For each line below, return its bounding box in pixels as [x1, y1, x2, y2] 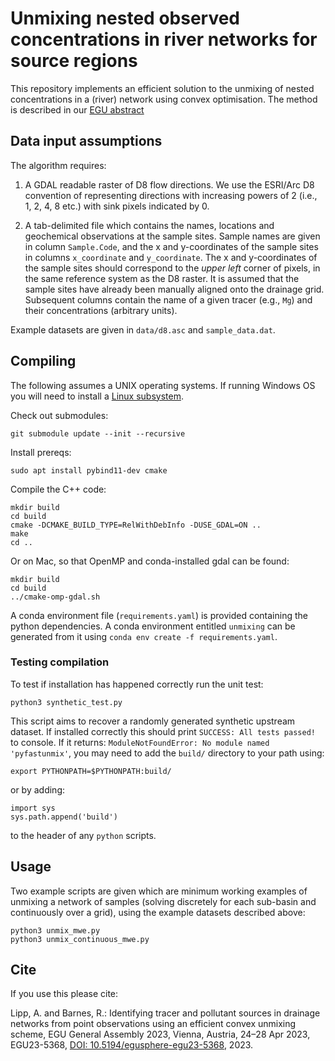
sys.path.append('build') [10, 812, 118, 822]
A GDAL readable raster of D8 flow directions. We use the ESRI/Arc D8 [24, 178, 315, 191]
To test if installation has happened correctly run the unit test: [10, 678, 264, 690]
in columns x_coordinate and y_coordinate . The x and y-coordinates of [24, 251, 318, 263]
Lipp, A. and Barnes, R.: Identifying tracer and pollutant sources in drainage [10, 1007, 321, 1019]
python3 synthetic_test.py [10, 697, 123, 707]
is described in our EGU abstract [10, 103, 145, 116]
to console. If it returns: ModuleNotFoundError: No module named [10, 736, 270, 748]
